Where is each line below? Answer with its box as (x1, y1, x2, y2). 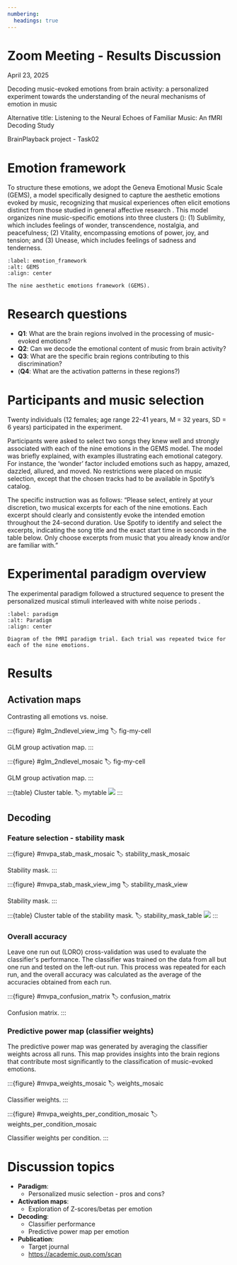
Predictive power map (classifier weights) (7, 1026, 154, 1036)
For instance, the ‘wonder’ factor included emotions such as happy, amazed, (7, 460, 231, 468)
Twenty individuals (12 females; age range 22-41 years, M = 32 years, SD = (7, 416, 226, 424)
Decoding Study (7, 121, 54, 130)
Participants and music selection (7, 392, 204, 408)
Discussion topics (7, 1158, 115, 1175)
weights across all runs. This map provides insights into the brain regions (7, 1050, 220, 1058)
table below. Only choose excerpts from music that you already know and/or (7, 533, 230, 542)
